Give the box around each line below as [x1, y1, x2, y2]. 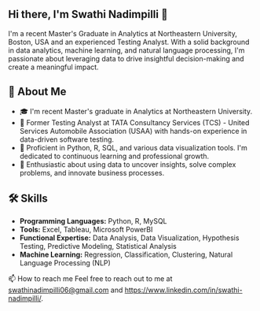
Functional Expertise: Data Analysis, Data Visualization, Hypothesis [19, 233, 240, 243]
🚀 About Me [8, 85, 67, 98]
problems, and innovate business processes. [19, 168, 165, 177]
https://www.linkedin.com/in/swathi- [124, 285, 243, 295]
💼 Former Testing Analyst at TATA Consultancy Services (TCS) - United [19, 117, 250, 127]
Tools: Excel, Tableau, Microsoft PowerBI [19, 225, 153, 235]
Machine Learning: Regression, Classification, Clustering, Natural [19, 250, 233, 260]
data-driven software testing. [19, 135, 115, 144]
